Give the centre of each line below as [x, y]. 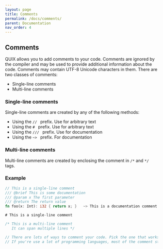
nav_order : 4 [18, 28]
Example [16, 178]
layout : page [18, 9]
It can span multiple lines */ [43, 228]
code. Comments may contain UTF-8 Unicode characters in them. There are [81, 69]
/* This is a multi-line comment [39, 224]
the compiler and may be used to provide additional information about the [79, 64]
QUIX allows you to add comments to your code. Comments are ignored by [80, 59]
